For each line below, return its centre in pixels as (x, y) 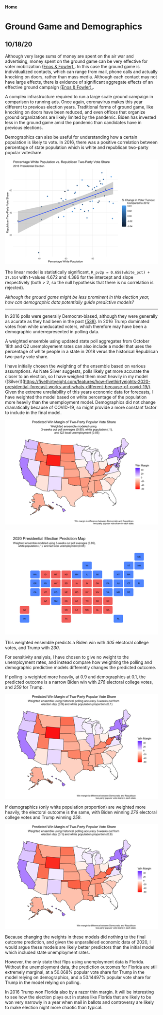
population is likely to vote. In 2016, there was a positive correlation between (81, 142)
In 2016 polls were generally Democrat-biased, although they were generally (81, 316)
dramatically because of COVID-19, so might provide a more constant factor (81, 408)
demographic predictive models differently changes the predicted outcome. (81, 668)
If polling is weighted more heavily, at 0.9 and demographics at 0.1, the (75, 677)
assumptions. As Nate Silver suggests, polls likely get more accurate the (77, 371)
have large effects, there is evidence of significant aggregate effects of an (79, 82)
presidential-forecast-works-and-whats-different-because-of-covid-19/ (77, 387)
